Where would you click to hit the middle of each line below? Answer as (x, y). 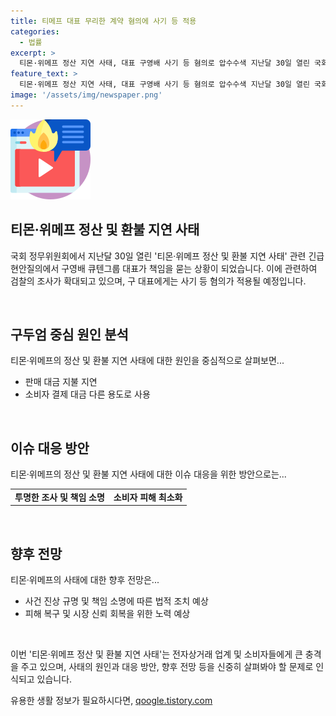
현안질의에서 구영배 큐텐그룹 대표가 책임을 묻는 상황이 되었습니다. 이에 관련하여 (164, 268)
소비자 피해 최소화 (148, 497)
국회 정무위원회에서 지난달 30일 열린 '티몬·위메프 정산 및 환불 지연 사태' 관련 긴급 (167, 256)
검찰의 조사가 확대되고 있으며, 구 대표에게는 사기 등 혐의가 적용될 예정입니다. (158, 281)
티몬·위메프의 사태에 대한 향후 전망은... (85, 580)
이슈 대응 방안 (50, 448)
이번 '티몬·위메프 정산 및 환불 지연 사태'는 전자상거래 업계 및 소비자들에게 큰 (156, 654)
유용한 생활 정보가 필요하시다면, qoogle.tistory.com (111, 701)
